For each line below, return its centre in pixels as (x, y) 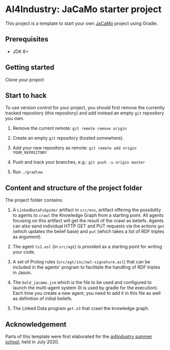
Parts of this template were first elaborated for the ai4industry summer (79, 336)
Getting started (30, 68)
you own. (15, 119)
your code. (24, 252)
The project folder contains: (34, 200)
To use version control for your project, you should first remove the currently (85, 108)
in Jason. (22, 273)
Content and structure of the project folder (74, 188)
